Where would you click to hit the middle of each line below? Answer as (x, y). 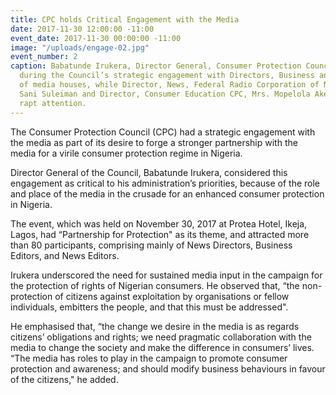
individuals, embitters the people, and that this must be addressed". (149, 307)
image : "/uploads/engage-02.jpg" (80, 47)
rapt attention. (53, 103)
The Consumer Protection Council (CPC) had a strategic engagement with (163, 132)
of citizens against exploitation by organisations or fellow (172, 296)
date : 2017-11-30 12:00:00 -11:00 (82, 29)
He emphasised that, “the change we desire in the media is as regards (155, 326)
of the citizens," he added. (64, 379)
